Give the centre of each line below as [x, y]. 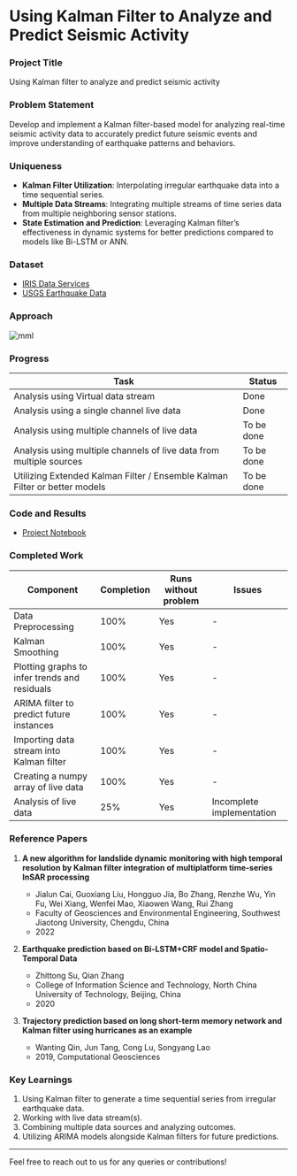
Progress [29, 358]
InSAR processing [56, 877]
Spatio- [254, 949]
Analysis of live [45, 801]
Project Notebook [54, 533]
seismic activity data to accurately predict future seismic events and [133, 134]
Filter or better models [60, 487]
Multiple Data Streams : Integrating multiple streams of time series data [152, 204]
